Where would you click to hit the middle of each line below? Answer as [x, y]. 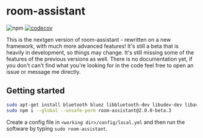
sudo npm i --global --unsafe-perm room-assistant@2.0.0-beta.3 [89, 110]
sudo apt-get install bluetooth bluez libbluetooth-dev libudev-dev [94, 105]
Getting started [36, 91]
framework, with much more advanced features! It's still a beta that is [93, 46]
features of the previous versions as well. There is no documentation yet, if [99, 59]
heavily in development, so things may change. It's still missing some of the [100, 52]
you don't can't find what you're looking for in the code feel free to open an [100, 65]
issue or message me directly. [43, 71]
